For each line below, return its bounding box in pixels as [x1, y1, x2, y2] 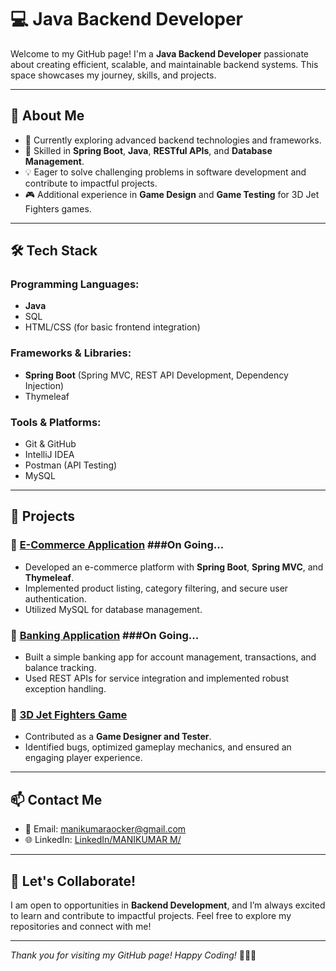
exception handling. [24, 683, 107, 695]
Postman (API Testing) [24, 459, 118, 471]
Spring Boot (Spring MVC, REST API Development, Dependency [24, 369, 289, 381]
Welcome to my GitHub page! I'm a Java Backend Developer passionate [10, 47, 310, 60]
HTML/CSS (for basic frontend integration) [24, 321, 201, 333]
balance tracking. [24, 662, 97, 674]
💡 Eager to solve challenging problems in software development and [24, 166, 307, 178]
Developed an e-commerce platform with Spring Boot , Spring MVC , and [24, 561, 324, 573]
